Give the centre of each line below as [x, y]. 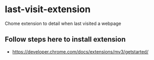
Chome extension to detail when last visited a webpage [63, 23]
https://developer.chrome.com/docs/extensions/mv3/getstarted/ [80, 51]
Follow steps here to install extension [65, 39]
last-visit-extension [48, 9]
